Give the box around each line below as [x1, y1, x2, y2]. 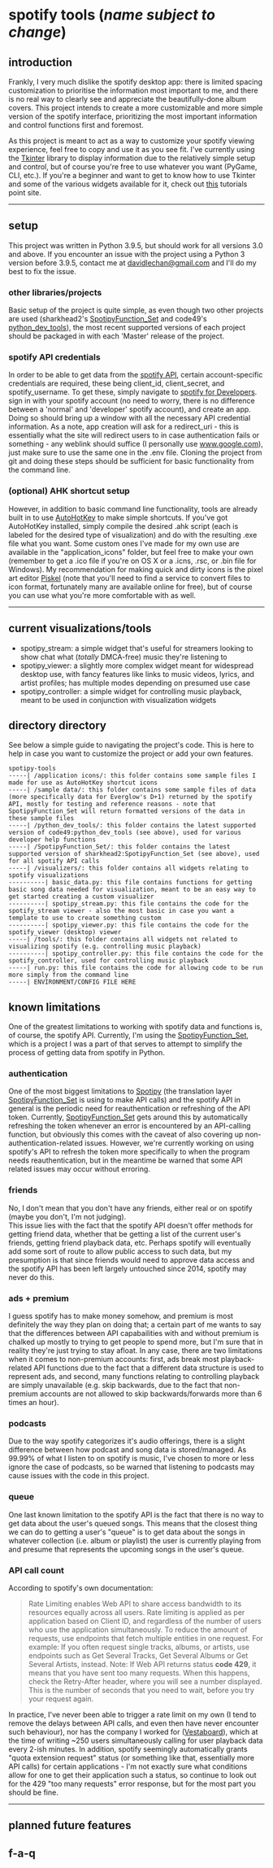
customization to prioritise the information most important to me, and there [8, 85, 258, 95]
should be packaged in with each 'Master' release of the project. [8, 331, 225, 341]
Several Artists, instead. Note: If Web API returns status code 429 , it [28, 1659, 257, 1669]
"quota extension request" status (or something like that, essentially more [8, 1752, 254, 1762]
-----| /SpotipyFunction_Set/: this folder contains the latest [8, 843, 231, 851]
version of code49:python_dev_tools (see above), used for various [8, 828, 242, 837]
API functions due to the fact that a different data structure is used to [33, 1363, 264, 1373]
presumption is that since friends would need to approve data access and [8, 1255, 255, 1264]
